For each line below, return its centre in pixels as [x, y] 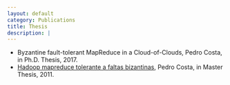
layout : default [30, 13]
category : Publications [41, 20]
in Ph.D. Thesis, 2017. [47, 60]
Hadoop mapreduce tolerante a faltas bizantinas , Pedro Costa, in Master [120, 67]
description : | [29, 33]
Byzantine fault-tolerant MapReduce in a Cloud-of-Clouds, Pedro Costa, [119, 53]
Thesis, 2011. [36, 75]
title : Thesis [28, 26]
